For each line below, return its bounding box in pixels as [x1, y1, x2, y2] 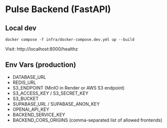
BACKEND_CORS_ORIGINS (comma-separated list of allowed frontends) [12, 117, 163, 123]
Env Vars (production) [5, 61, 76, 69]
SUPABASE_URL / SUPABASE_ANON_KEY [12, 101, 100, 107]
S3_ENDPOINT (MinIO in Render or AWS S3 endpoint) [12, 84, 125, 91]
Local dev [5, 24, 37, 32]
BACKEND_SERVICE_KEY [12, 111, 66, 117]
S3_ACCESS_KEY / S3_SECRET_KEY [12, 90, 89, 96]
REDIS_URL [12, 79, 36, 86]
